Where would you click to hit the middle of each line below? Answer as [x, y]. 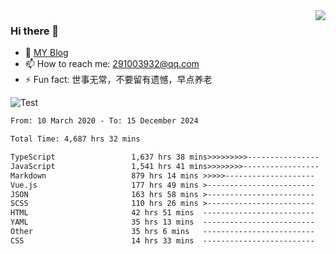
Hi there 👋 [35, 31]
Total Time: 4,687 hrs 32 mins [75, 139]
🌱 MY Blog [46, 53]
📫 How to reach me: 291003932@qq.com [112, 64]
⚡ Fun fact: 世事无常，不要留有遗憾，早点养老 [118, 80]
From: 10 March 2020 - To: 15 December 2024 [104, 121]
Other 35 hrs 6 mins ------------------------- [162, 232]
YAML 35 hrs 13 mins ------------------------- [162, 222]
